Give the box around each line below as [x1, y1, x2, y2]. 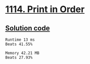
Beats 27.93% [5, 55, 33, 60]
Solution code [5, 24, 50, 33]
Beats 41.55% [5, 42, 33, 47]
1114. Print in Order [5, 4, 85, 15]
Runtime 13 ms [5, 37, 35, 42]
